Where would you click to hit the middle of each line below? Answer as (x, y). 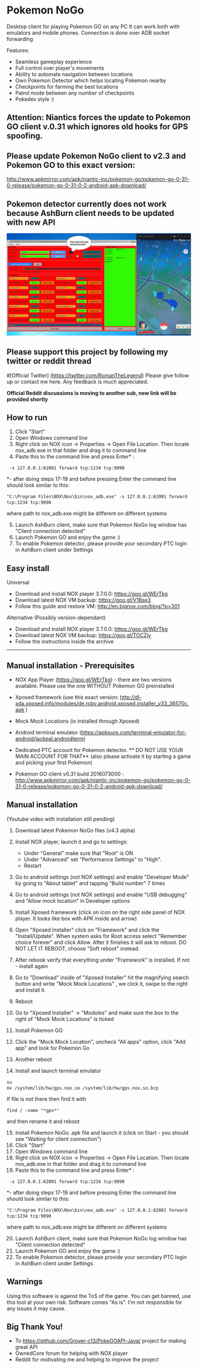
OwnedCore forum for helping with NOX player (71, 1353)
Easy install (28, 568)
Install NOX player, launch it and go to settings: (71, 842)
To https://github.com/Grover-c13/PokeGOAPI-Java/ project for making (101, 1341)
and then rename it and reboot (43, 1121)
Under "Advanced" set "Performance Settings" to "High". (93, 859)
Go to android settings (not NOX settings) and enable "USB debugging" (101, 894)
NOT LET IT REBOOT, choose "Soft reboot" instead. (77, 948)
